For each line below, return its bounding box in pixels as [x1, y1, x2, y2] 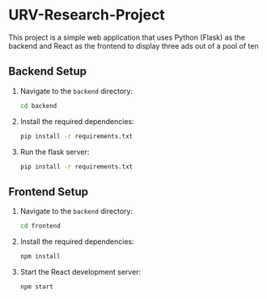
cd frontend [19, 222, 61, 230]
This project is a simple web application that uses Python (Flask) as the [8, 32, 245, 42]
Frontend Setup [8, 185, 89, 199]
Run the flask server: [19, 147, 90, 156]
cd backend [19, 101, 57, 110]
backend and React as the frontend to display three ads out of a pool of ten [8, 41, 259, 50]
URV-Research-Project [8, 6, 166, 24]
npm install [19, 253, 61, 261]
